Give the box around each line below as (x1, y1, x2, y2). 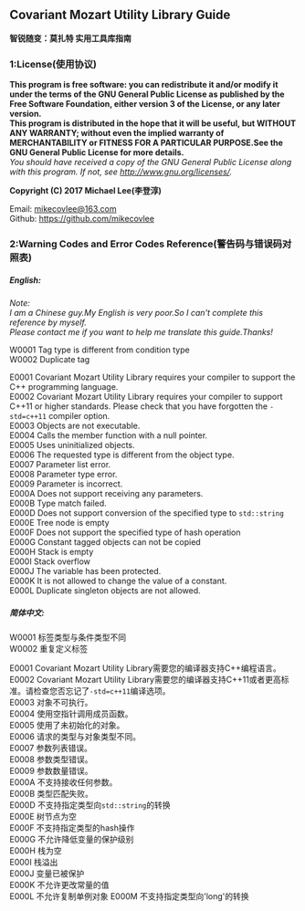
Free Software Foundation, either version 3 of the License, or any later (9, 99, 280, 110)
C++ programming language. (9, 382, 119, 392)
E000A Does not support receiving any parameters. (9, 488, 204, 498)
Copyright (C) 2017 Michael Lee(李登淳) (9, 185, 162, 196)
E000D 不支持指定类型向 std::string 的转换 (9, 799, 171, 811)
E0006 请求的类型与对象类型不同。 (9, 730, 142, 742)
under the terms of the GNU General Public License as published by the (9, 89, 285, 99)
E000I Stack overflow (9, 556, 91, 567)
